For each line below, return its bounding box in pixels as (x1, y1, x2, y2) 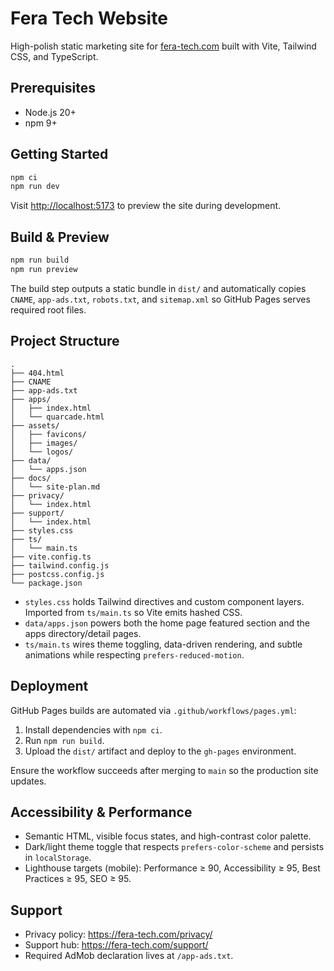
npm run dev (10, 182, 60, 192)
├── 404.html (10, 368, 65, 378)
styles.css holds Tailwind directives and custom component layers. (24, 595, 305, 607)
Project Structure (10, 333, 120, 350)
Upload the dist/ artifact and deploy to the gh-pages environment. (24, 745, 297, 757)
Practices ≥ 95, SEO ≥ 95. (24, 873, 132, 885)
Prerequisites (10, 80, 96, 97)
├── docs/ (10, 473, 52, 483)
